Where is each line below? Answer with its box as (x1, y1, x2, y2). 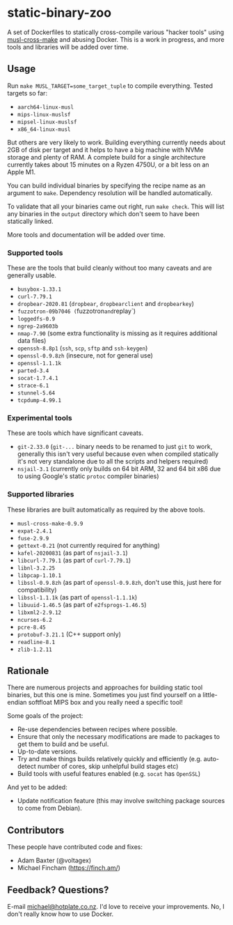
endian (7, 698, 27, 707)
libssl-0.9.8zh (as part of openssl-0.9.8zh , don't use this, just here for (17, 578, 222, 586)
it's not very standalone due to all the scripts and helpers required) (17, 457, 209, 466)
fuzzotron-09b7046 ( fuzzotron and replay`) (17, 307, 136, 315)
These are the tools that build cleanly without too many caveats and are (7, 263, 212, 273)
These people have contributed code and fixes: (7, 843, 143, 851)
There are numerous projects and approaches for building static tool (7, 683, 203, 691)
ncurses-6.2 (17, 616, 52, 623)
